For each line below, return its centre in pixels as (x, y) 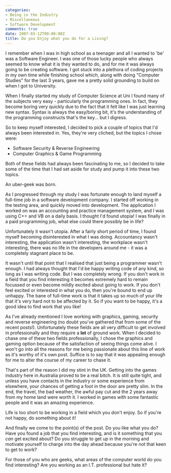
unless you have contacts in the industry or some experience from (75, 381)
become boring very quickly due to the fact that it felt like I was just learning (85, 106)
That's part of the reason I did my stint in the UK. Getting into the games (81, 370)
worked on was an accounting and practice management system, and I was (85, 210)
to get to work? (21, 449)
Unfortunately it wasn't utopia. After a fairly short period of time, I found (81, 231)
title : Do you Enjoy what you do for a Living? (57, 39)
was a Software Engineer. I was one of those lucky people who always (79, 58)
